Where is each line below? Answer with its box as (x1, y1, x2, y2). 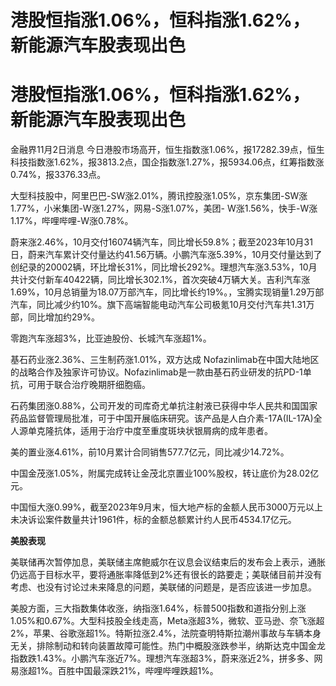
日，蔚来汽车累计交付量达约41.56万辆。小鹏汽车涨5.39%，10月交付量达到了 (10, 249, 323, 261)
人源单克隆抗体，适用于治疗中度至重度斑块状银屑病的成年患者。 (10, 425, 273, 437)
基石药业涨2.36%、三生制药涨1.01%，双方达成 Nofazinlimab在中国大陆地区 (10, 354, 320, 366)
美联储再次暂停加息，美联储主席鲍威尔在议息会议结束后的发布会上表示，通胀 (10, 556, 326, 568)
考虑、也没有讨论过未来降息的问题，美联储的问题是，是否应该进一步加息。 (10, 581, 317, 593)
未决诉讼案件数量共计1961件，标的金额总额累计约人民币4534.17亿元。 (10, 514, 297, 526)
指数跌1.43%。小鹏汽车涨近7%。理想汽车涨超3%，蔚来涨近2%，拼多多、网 (10, 652, 323, 665)
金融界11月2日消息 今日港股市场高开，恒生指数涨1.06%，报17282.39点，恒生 (10, 144, 325, 156)
